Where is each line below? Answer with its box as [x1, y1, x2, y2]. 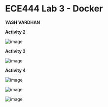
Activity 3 [5, 48, 26, 54]
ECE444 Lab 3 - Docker [5, 3, 103, 14]
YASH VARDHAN [5, 19, 40, 25]
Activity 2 [5, 29, 26, 35]
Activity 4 [5, 67, 26, 73]
